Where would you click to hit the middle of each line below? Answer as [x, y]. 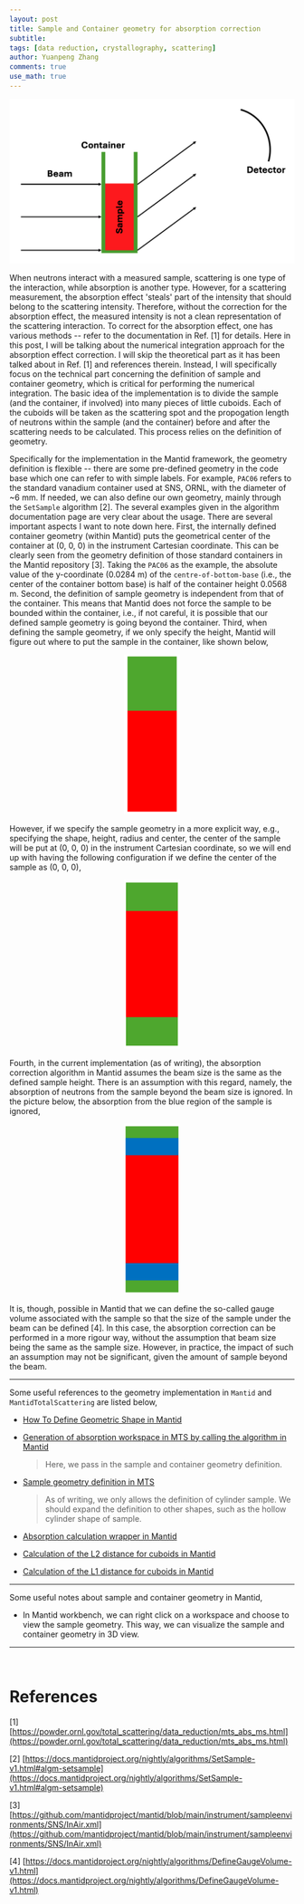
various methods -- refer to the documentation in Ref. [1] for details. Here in [150, 335]
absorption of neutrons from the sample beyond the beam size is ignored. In [151, 1091]
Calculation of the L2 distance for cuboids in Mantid [119, 1553]
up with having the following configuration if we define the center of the [143, 857]
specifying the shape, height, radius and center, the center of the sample [145, 838]
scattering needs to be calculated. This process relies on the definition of [146, 431]
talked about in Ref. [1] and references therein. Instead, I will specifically [143, 364]
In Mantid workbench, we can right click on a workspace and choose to [156, 1615]
